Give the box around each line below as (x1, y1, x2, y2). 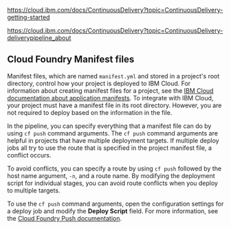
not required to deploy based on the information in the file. (7, 108, 173, 116)
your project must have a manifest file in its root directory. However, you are (7, 101, 222, 109)
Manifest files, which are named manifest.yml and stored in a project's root (7, 72, 220, 80)
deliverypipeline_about (7, 34, 71, 42)
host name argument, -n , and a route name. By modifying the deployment (7, 171, 215, 179)
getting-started (7, 13, 50, 21)
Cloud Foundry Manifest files (7, 54, 135, 65)
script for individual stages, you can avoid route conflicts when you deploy (7, 179, 219, 187)
